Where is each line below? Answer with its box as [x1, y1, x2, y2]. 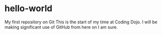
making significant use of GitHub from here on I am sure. [4, 24, 118, 30]
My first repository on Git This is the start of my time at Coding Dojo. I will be [4, 19, 158, 25]
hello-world [4, 3, 53, 14]
